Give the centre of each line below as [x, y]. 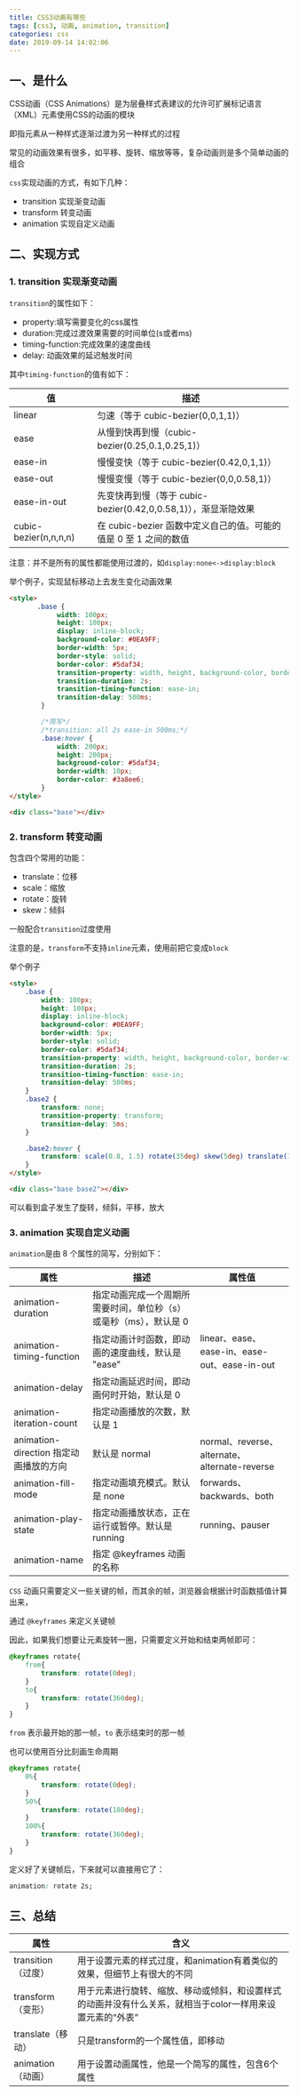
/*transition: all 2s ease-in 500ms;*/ [115, 730]
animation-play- [49, 1519]
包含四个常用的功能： [48, 857]
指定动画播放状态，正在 [141, 1513]
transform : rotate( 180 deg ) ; [93, 1810]
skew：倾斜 [43, 910]
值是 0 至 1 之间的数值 [143, 539]
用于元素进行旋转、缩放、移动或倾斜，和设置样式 [179, 1990]
